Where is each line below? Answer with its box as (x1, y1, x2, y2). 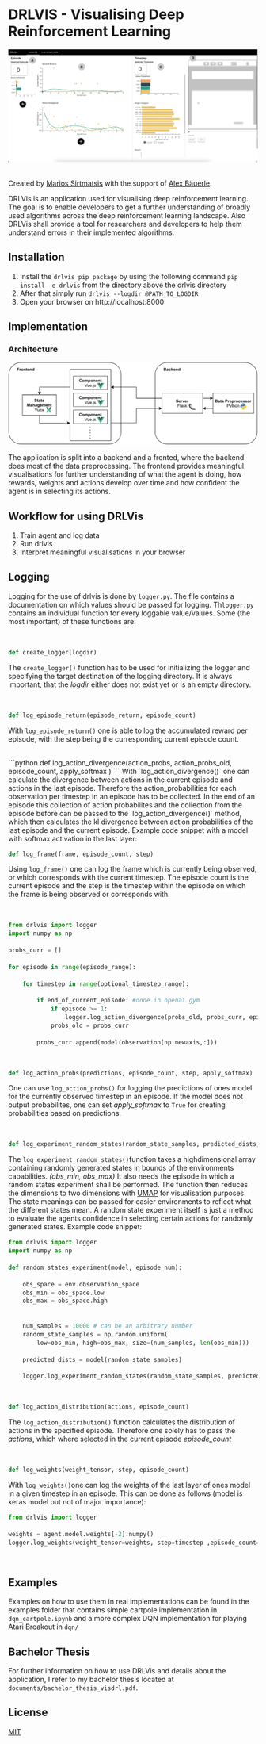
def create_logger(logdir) (8, 648, 97, 656)
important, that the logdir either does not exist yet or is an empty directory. (8, 680, 252, 689)
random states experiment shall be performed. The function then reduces (8, 1180, 248, 1190)
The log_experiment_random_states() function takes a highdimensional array (8, 1155, 256, 1164)
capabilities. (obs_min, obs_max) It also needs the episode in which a (8, 1171, 234, 1181)
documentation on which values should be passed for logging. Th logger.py (8, 600, 255, 609)
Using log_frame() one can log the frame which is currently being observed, (8, 864, 257, 874)
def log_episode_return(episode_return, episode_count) (8, 711, 196, 719)
